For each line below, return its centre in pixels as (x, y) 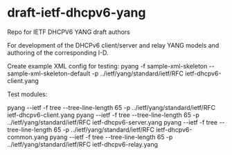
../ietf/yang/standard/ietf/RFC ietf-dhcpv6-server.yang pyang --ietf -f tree (113, 122)
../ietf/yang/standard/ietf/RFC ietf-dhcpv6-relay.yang (82, 144)
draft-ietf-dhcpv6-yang (77, 13)
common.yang (28, 137)
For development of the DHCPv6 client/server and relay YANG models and (113, 45)
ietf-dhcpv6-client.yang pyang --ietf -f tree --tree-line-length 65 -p (103, 115)
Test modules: (27, 94)
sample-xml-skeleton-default (49, 73)
